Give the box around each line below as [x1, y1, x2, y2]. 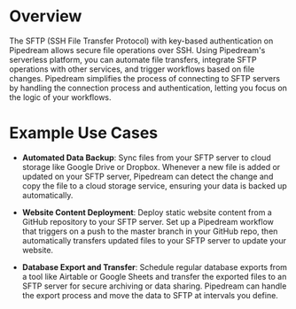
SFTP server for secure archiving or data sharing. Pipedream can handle [21, 281, 287, 291]
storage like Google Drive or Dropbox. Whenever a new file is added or [21, 161, 281, 172]
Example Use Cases [9, 123, 159, 143]
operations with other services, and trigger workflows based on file [9, 64, 255, 74]
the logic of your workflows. [9, 91, 113, 103]
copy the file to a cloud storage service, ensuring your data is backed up [21, 180, 288, 191]
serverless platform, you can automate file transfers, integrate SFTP [9, 54, 257, 65]
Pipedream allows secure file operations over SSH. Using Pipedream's [9, 44, 266, 55]
